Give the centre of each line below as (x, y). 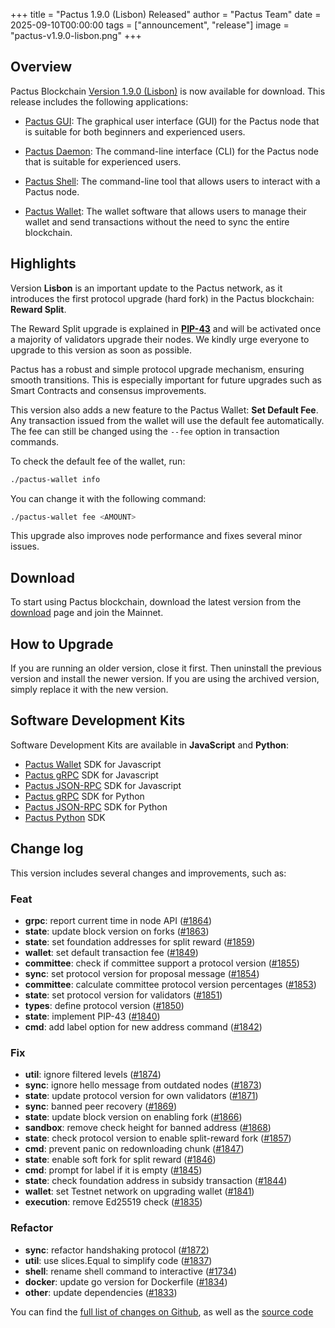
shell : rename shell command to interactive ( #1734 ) (131, 1271)
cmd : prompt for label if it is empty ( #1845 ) (113, 1170)
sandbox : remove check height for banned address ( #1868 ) (148, 1128)
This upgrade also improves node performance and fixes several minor (156, 536)
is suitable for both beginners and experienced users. (135, 131)
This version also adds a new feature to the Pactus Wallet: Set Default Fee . (164, 410)
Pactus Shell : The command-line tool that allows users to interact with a (172, 181)
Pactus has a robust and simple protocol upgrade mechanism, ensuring (157, 369)
